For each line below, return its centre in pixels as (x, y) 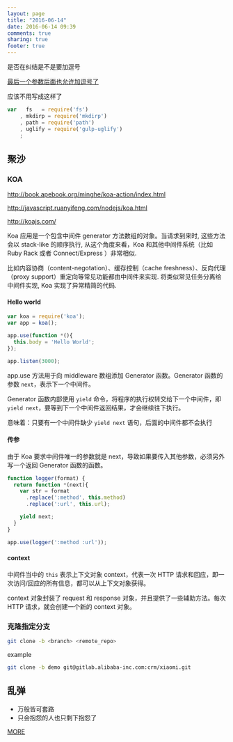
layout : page (26, 14)
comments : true (29, 33)
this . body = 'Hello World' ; (54, 342)
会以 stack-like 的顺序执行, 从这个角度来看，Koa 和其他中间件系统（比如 (110, 245)
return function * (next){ (51, 485)
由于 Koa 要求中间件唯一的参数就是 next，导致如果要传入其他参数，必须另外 (116, 456)
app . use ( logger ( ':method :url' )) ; (57, 542)
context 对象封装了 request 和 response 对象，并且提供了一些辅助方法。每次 (116, 598)
